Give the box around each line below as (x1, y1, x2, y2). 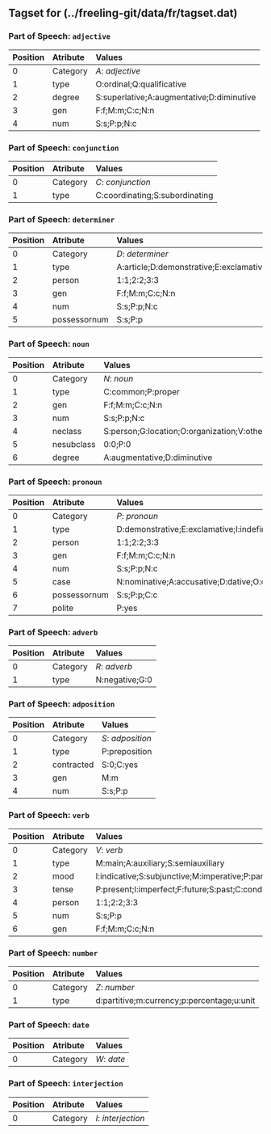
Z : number (95, 982, 135, 993)
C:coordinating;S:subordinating (95, 189, 214, 200)
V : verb (95, 844, 123, 855)
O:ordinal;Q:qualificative (95, 78, 187, 90)
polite (52, 602, 74, 613)
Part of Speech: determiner (8, 213, 115, 225)
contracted (52, 759, 94, 770)
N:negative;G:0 (95, 674, 153, 685)
